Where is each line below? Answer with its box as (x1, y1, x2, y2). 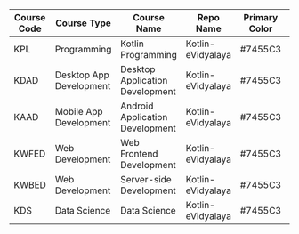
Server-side (119, 173, 172, 185)
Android (119, 100, 154, 112)
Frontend (119, 148, 158, 159)
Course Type (55, 17, 111, 29)
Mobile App (54, 106, 104, 117)
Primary (243, 12, 279, 23)
